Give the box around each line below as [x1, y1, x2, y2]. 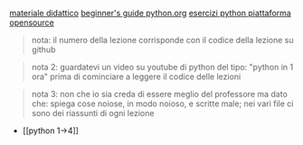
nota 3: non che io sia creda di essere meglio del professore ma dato [31, 89, 288, 99]
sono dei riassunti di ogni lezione [31, 108, 155, 118]
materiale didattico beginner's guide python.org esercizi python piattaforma [9, 8, 291, 18]
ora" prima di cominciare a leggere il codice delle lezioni [31, 71, 241, 82]
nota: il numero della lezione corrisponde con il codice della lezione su [31, 35, 294, 45]
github [31, 44, 56, 55]
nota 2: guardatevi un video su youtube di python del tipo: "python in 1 [31, 62, 294, 72]
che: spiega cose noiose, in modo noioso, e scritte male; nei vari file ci [31, 98, 294, 109]
